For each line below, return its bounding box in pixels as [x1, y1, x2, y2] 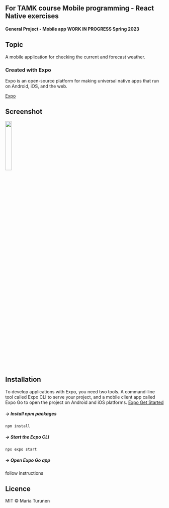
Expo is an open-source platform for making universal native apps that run [5, 78, 159, 84]
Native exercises [5, 12, 59, 21]
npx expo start [5, 447, 37, 452]
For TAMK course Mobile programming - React [5, 4, 154, 13]
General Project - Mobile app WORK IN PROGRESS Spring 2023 [5, 26, 140, 32]
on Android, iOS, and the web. [5, 83, 68, 90]
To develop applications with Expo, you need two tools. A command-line [5, 388, 155, 394]
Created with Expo [5, 66, 51, 73]
